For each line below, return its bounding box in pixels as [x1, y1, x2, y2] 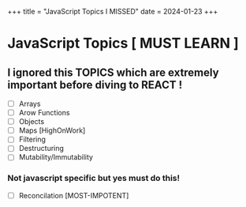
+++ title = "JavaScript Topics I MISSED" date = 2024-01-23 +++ [7, 7, 218, 16]
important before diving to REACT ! [7, 78, 183, 92]
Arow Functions [18, 108, 70, 118]
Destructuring [18, 144, 65, 153]
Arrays [18, 99, 41, 108]
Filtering [18, 134, 47, 145]
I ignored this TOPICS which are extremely [7, 66, 219, 79]
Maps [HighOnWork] [18, 126, 86, 135]
